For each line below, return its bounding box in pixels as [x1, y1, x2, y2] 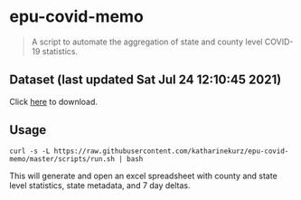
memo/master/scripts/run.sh [9, 154, 116, 164]
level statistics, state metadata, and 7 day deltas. [9, 179, 192, 191]
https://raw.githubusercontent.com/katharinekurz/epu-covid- [53, 147, 289, 156]
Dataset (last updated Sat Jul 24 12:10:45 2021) [9, 72, 282, 88]
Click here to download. [9, 96, 98, 107]
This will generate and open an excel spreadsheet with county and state [9, 170, 277, 181]
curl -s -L [9, 147, 51, 156]
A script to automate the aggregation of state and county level [31, 36, 263, 47]
